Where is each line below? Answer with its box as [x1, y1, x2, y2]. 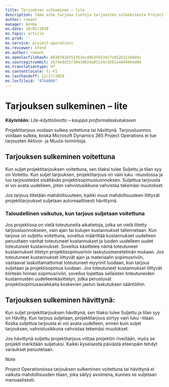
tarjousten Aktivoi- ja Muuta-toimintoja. [5, 138, 87, 144]
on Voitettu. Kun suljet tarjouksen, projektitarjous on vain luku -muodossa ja [5, 171, 163, 177]
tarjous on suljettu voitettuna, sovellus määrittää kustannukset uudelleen [5, 232, 156, 239]
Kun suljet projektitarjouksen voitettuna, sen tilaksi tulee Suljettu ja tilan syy [5, 166, 162, 172]
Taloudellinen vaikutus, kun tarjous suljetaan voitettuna [5, 210, 145, 217]
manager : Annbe [5, 21, 37, 27]
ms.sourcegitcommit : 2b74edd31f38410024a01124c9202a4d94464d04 [5, 59, 142, 65]
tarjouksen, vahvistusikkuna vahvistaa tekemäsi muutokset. [5, 325, 129, 332]
